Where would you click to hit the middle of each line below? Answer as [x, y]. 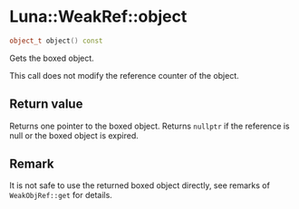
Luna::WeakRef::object [98, 17]
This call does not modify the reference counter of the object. [125, 75]
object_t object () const [56, 41]
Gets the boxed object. [52, 58]
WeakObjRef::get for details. [61, 195]
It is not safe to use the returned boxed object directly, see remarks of [140, 185]
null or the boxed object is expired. [74, 135]
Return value [46, 104]
